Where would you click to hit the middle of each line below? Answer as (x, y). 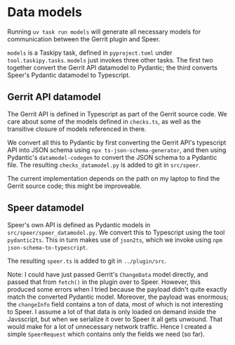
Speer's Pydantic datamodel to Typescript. (69, 75)
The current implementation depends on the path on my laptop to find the (114, 178)
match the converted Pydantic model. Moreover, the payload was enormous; (118, 297)
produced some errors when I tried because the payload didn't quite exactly (117, 289)
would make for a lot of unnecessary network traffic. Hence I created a (110, 326)
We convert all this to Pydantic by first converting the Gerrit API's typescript (117, 142)
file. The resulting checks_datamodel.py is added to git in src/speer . (104, 165)
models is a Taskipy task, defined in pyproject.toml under (90, 53)
